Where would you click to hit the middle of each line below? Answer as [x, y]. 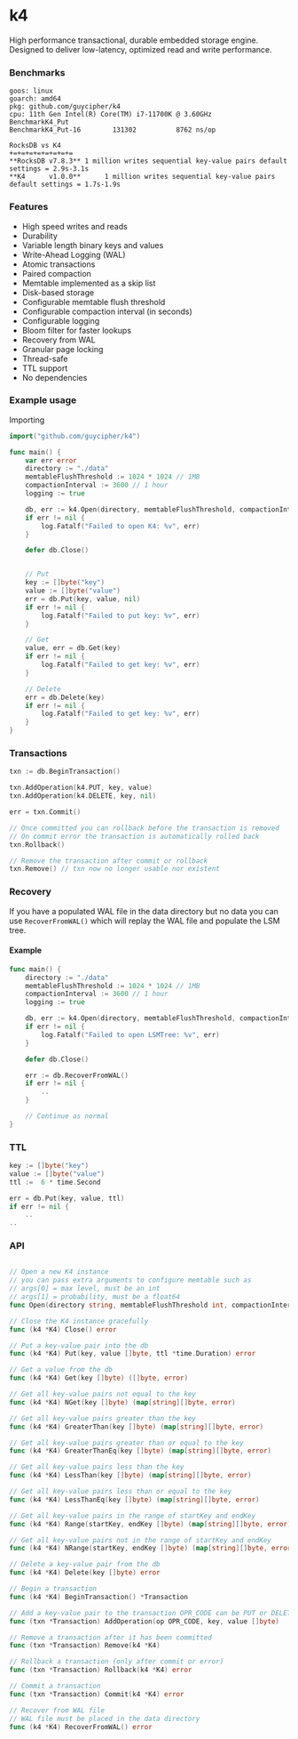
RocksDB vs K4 [35, 146]
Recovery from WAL [59, 340]
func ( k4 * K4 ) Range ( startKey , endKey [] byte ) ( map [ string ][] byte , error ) [150, 1524]
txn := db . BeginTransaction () [65, 772]
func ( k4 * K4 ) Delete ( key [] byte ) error [85, 1573]
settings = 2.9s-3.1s [49, 169]
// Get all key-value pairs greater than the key [103, 1418]
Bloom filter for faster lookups [76, 330]
